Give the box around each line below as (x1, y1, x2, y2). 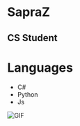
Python (17, 90, 38, 98)
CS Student (7, 32, 58, 44)
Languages (7, 60, 73, 75)
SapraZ (7, 4, 51, 20)
